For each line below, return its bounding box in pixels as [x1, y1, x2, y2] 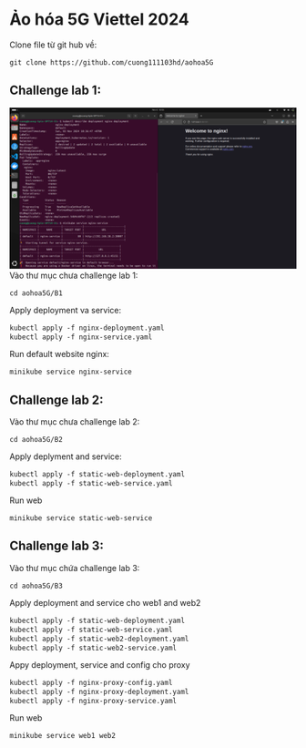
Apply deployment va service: [9, 305, 122, 316]
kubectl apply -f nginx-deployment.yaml [9, 323, 166, 333]
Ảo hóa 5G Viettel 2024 [9, 9, 189, 30]
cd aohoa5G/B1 [9, 289, 64, 298]
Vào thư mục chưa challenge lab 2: [9, 416, 140, 427]
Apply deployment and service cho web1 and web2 [9, 597, 201, 608]
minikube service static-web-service [9, 514, 153, 523]
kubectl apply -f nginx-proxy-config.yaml [9, 678, 173, 687]
